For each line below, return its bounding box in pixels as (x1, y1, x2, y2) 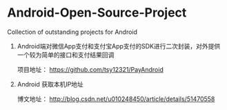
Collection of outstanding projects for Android (7, 28, 138, 36)
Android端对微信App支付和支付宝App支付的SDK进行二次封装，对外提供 (17, 42, 221, 50)
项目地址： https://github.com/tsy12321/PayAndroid (17, 65, 164, 73)
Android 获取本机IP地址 (17, 80, 84, 88)
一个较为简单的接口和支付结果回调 (17, 51, 115, 59)
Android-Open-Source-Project (7, 5, 187, 21)
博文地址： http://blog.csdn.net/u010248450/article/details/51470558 (17, 95, 215, 103)
